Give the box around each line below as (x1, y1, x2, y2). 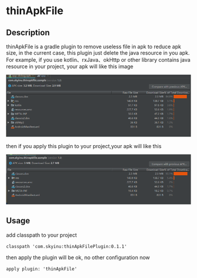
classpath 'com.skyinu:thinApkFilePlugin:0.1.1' (6, 243, 127, 249)
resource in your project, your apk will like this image (6, 63, 134, 70)
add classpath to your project (6, 231, 77, 239)
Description (6, 28, 50, 38)
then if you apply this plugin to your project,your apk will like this (6, 142, 162, 149)
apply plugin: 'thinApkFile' (6, 266, 77, 272)
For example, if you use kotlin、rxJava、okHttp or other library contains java (6, 56, 191, 63)
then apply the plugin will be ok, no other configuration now (6, 254, 151, 261)
